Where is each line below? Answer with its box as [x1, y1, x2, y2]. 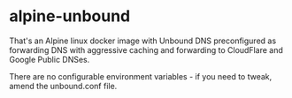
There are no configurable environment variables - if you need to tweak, [9, 71, 273, 81]
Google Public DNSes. [9, 54, 90, 64]
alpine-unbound [9, 6, 131, 26]
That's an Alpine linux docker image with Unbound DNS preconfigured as [9, 35, 277, 46]
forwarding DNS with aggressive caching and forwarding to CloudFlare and [9, 44, 283, 55]
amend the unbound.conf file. [9, 80, 118, 91]
